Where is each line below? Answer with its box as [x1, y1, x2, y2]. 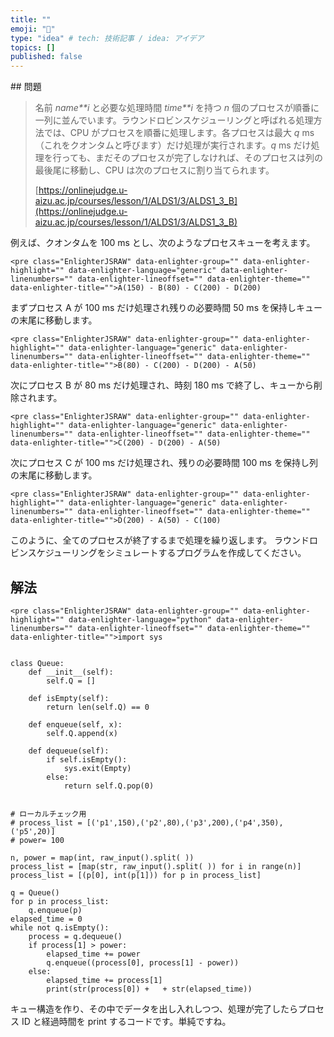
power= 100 [19, 835, 65, 845]
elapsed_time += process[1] [46, 975, 163, 985]
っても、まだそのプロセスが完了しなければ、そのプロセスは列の [61, 152, 323, 164]
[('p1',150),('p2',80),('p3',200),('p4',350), [86, 817, 284, 828]
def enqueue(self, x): [28, 719, 123, 730]
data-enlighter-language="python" [68, 614, 213, 625]
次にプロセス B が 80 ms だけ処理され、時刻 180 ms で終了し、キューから [10, 379, 314, 391]
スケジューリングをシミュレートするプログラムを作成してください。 [27, 547, 307, 559]
